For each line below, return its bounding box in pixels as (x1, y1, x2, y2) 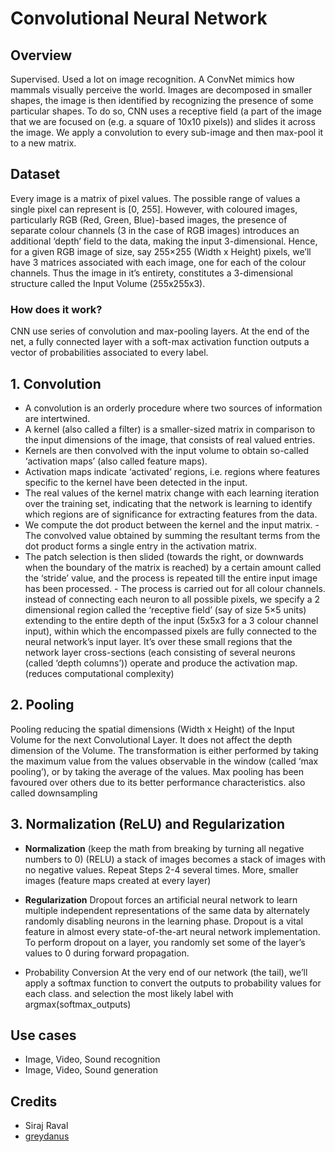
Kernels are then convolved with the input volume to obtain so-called (24, 444, 310, 456)
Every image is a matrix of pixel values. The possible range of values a (10, 192, 301, 204)
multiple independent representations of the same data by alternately (24, 904, 310, 916)
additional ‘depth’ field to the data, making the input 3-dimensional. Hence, (10, 235, 318, 247)
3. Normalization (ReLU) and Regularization (10, 816, 286, 833)
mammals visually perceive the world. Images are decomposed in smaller (10, 84, 313, 96)
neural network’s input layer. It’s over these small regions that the (24, 635, 293, 647)
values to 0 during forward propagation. (24, 947, 190, 959)
